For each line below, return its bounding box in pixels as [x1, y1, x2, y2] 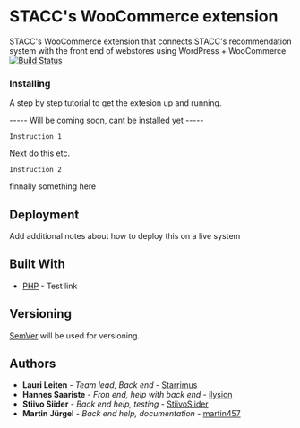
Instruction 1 [9, 133, 63, 141]
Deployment [9, 207, 80, 222]
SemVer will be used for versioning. [9, 330, 141, 341]
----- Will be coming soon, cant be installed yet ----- [9, 115, 204, 126]
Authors [9, 356, 56, 372]
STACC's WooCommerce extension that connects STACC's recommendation [9, 36, 292, 47]
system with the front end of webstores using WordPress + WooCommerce [9, 45, 287, 56]
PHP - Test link [21, 280, 78, 291]
